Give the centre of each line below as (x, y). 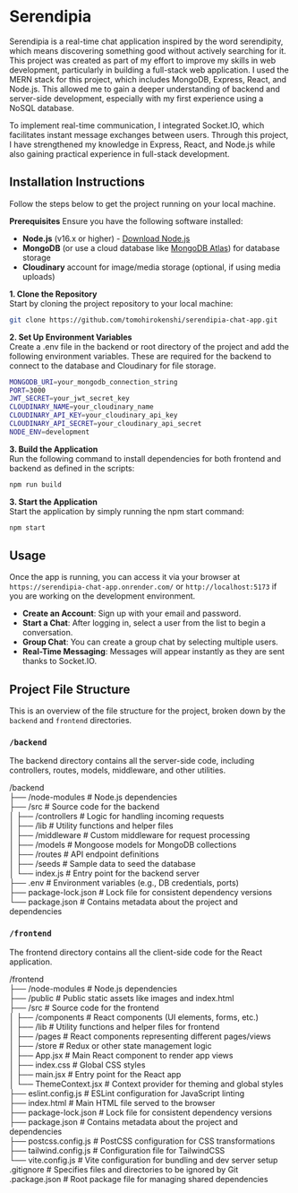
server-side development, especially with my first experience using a (136, 98)
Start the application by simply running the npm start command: (127, 511)
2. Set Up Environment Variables (71, 337)
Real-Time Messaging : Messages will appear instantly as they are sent (153, 652)
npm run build (36, 484)
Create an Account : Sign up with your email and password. (132, 614)
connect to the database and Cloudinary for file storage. (113, 366)
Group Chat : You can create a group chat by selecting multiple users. (150, 642)
